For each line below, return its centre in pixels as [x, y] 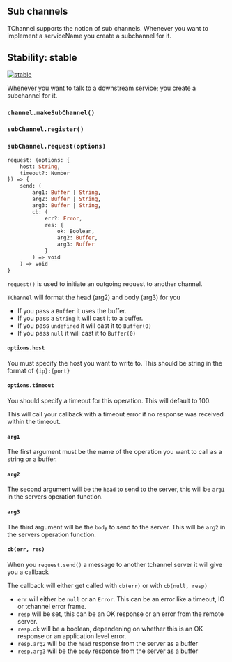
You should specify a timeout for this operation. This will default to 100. [109, 400]
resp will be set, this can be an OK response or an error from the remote [121, 614]
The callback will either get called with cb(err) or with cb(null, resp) [107, 585]
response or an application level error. [72, 636]
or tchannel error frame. [52, 606]
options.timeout [31, 386]
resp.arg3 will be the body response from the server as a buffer [108, 651]
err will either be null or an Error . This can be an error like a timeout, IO [121, 599]
